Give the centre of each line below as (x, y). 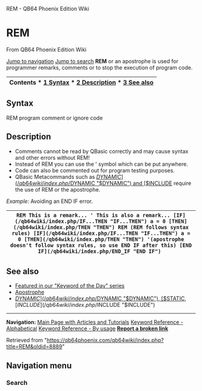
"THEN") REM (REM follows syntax (141, 227)
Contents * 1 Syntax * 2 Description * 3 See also (81, 82)
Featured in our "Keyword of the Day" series (70, 286)
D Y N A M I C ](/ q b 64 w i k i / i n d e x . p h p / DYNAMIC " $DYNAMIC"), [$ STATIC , (100, 299)
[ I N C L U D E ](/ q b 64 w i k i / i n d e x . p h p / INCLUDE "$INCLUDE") (85, 305)
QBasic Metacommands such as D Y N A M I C (68, 177)
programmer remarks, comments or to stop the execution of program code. (99, 67)
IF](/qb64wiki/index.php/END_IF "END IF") (99, 251)
